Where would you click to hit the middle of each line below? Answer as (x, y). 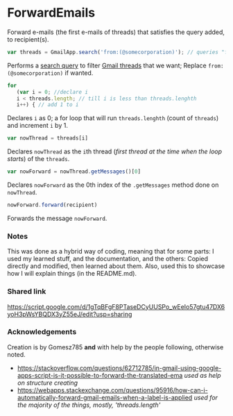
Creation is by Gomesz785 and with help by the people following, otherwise (115, 347)
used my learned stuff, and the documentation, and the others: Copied (108, 259)
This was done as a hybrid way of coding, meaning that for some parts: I (111, 251)
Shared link (27, 292)
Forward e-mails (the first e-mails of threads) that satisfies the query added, (116, 32)
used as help (202, 375)
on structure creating (48, 383)
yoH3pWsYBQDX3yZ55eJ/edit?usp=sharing (70, 314)
